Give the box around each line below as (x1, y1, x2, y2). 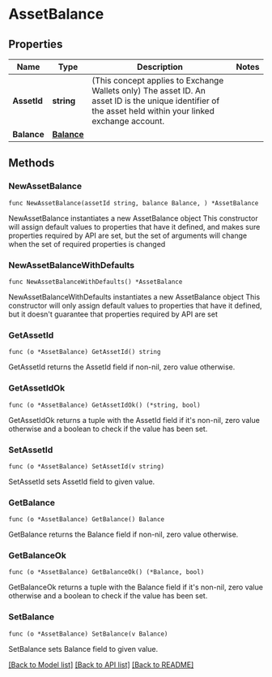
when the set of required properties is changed (8, 239, 166, 248)
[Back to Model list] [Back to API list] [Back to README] (8, 659, 194, 670)
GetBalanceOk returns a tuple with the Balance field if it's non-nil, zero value (8, 582, 263, 593)
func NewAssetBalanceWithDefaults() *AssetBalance (8, 278, 183, 286)
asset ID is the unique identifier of (91, 95, 220, 106)
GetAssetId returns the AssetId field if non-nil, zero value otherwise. (8, 362, 236, 372)
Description (137, 62, 184, 72)
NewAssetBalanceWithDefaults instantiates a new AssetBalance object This (8, 291, 261, 301)
